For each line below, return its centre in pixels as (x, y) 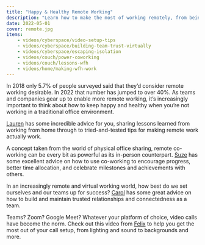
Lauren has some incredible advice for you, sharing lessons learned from (98, 124)
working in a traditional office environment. (60, 112)
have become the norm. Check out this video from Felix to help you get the (100, 224)
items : (15, 35)
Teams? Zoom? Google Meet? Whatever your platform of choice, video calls (102, 218)
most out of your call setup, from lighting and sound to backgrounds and (98, 230)
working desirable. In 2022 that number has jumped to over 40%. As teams (101, 93)
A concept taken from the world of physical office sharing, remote (89, 148)
